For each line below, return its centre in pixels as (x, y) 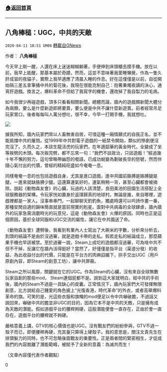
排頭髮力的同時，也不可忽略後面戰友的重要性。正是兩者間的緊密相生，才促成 (83, 338)
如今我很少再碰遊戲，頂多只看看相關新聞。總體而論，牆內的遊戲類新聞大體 (81, 102)
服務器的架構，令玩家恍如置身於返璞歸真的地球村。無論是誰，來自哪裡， (83, 194)
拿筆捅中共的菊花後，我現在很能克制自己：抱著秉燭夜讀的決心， (92, 85)
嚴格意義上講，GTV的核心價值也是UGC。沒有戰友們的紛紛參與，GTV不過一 (82, 326)
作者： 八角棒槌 (21, 56)
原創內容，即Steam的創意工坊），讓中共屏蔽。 (52, 261)
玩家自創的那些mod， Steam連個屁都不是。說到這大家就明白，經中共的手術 (82, 278)
